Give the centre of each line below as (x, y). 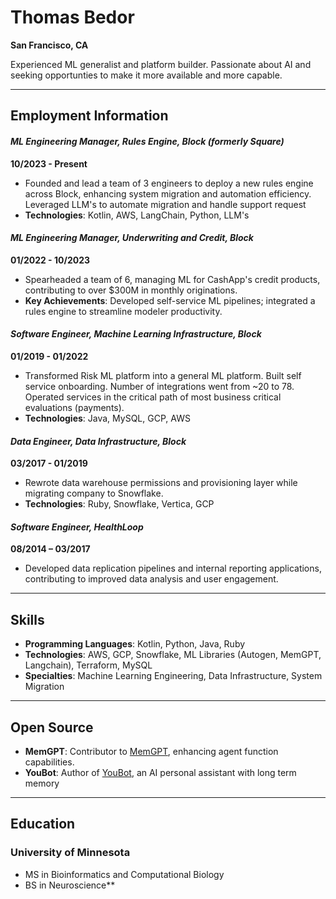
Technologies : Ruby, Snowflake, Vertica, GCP (119, 504)
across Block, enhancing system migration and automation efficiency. (168, 193)
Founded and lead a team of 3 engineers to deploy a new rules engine (169, 183)
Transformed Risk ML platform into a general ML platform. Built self (163, 375)
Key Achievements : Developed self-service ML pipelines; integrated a (170, 300)
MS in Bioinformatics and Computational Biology (124, 874)
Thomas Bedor (72, 17)
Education (43, 824)
